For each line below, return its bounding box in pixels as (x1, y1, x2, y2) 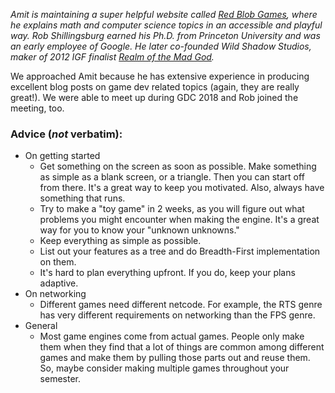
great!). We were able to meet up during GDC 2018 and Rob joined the (10, 92, 299, 103)
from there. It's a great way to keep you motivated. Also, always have (39, 182, 325, 194)
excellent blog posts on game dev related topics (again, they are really (10, 81, 300, 93)
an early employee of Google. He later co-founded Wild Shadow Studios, (10, 40, 312, 52)
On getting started (24, 150, 101, 162)
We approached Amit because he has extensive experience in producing (10, 70, 310, 82)
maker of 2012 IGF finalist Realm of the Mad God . (10, 51, 215, 63)
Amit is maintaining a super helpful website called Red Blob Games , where (10, 9, 318, 20)
